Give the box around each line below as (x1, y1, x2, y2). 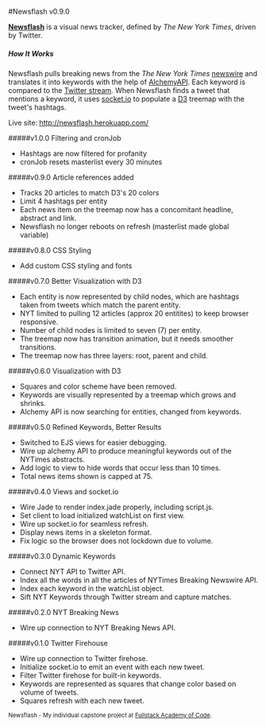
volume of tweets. (19, 687, 79, 697)
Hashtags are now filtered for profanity (19, 149, 148, 158)
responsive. (19, 317, 59, 327)
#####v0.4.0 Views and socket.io (8, 486, 119, 496)
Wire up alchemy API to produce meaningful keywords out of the (19, 446, 232, 455)
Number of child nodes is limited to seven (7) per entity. (19, 325, 202, 334)
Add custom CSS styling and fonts (19, 261, 133, 270)
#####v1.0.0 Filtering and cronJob (8, 133, 121, 142)
